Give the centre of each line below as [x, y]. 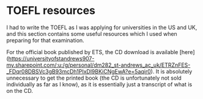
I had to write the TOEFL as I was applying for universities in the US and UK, [102, 27]
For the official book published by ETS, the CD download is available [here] [101, 52]
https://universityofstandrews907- [51, 58]
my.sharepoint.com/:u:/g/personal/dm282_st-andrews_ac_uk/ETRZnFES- [98, 65]
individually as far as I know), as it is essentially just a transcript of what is [99, 84]
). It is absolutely [172, 71]
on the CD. [20, 90]
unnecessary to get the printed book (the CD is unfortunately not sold [94, 78]
